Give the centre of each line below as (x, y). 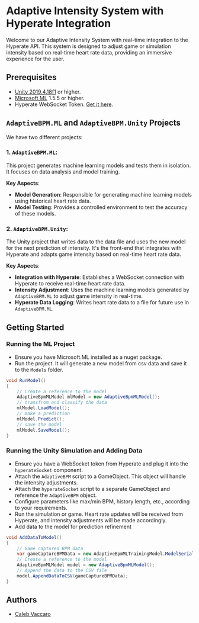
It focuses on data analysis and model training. (63, 171)
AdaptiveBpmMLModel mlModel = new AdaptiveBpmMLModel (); (89, 397)
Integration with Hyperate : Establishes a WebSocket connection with (99, 277)
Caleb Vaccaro (33, 614)
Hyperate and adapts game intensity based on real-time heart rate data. (94, 254)
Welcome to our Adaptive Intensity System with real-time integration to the (97, 40)
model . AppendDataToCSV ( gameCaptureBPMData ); (73, 576)
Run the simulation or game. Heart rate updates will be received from (99, 514)
